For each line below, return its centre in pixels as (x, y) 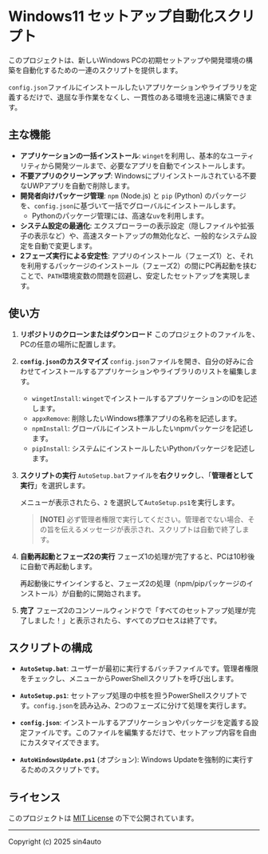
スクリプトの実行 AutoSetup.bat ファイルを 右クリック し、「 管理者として (136, 475)
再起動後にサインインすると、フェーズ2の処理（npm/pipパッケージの (133, 583)
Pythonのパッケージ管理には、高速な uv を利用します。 (120, 215)
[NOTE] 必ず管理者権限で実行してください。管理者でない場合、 (144, 519)
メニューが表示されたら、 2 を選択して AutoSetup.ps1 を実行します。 (129, 502)
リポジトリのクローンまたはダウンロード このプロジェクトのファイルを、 (140, 334)
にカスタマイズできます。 (61, 743)
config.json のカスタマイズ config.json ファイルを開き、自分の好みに (133, 361)
